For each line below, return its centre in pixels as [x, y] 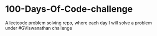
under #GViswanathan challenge [39, 28]
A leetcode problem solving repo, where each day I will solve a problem [78, 23]
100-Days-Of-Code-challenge [69, 9]
